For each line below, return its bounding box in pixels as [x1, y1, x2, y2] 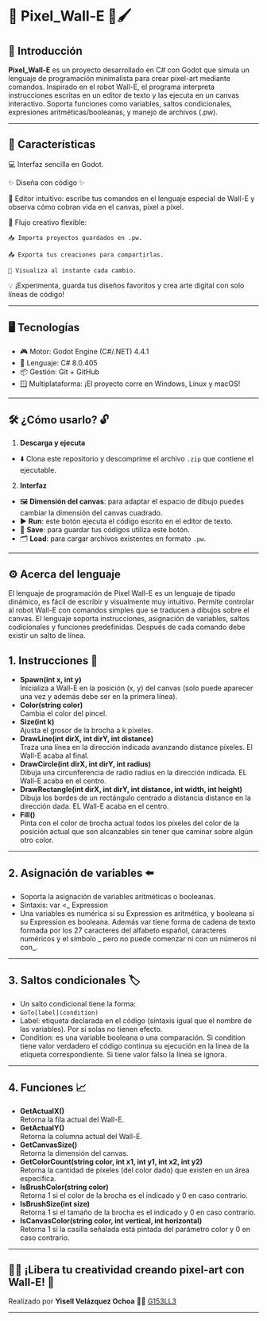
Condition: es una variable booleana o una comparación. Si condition [19, 1033, 246, 1042]
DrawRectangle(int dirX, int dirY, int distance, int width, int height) [19, 785, 243, 794]
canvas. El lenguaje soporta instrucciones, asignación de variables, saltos [8, 614, 250, 624]
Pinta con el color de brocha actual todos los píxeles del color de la [19, 818, 240, 828]
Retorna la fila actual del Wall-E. [19, 1114, 125, 1124]
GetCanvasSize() [19, 1140, 78, 1149]
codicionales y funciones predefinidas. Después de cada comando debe [8, 622, 246, 632]
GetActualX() [19, 1106, 65, 1115]
